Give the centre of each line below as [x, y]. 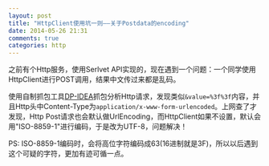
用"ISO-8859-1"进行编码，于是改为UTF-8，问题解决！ [98, 127]
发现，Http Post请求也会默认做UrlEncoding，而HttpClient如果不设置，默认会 [135, 116]
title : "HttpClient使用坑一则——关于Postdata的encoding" [99, 23]
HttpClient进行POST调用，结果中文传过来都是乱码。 [94, 79]
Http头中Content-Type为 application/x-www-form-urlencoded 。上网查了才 [136, 107]
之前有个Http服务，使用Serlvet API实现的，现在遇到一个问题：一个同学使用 [132, 70]
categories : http [37, 46]
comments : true [34, 38]
